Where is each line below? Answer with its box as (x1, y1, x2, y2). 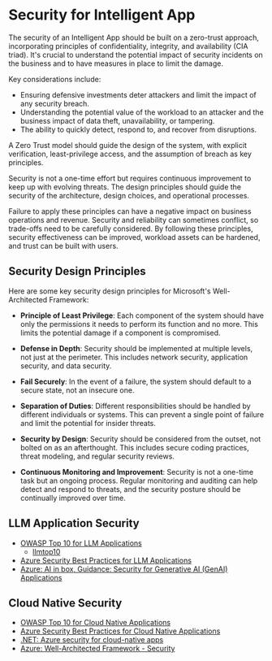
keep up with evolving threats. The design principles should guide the (8, 181, 242, 192)
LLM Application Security (8, 516, 140, 530)
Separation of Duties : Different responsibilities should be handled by (19, 401, 251, 411)
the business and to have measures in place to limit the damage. (8, 59, 223, 68)
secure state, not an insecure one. (19, 385, 135, 395)
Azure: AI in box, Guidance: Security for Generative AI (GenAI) (19, 563, 228, 574)
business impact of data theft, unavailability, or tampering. (19, 115, 215, 125)
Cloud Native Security (8, 596, 123, 610)
